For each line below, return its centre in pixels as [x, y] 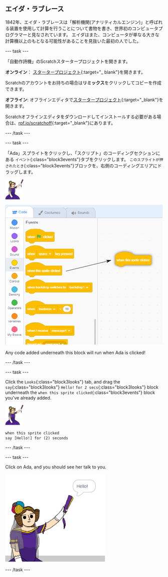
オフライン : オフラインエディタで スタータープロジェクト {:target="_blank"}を [84, 100]
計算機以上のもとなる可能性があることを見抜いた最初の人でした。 [73, 41]
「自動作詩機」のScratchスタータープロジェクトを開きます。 [68, 61]
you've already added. [28, 398]
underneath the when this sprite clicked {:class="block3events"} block [80, 392]
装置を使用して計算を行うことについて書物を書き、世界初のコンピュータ [84, 28]
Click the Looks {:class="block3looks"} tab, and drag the [63, 381]
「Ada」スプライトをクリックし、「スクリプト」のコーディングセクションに [83, 153]
